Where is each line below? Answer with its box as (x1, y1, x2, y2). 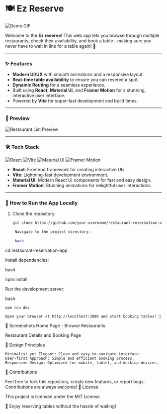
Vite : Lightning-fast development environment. (12, 172, 109, 178)
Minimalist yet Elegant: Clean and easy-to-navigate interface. (5, 351, 141, 356)
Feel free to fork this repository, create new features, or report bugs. (5, 378, 145, 385)
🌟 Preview (5, 115, 30, 122)
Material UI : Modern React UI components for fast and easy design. (12, 177, 152, 183)
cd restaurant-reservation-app (5, 247, 68, 253)
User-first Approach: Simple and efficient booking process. (5, 356, 135, 361)
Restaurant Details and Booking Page (5, 332, 81, 338)
